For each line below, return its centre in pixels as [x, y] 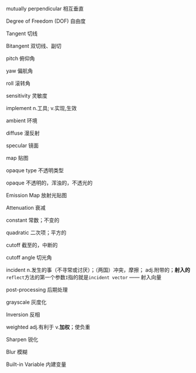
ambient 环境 [22, 121]
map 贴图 [17, 158]
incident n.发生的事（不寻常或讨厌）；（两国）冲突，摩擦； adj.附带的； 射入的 [98, 270]
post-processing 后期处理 [37, 290]
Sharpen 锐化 [22, 339]
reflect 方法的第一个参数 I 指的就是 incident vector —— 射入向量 [84, 277]
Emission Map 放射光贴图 [37, 195]
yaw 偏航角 [20, 71]
